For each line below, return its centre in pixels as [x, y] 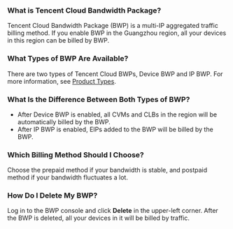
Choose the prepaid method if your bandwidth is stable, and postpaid [107, 170]
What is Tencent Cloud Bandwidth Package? [84, 10]
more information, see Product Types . [62, 81]
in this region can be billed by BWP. [58, 40]
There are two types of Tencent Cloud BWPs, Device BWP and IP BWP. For [115, 74]
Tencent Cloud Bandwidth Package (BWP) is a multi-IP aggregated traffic [113, 26]
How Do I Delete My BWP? [52, 195]
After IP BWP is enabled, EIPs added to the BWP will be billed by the [115, 129]
